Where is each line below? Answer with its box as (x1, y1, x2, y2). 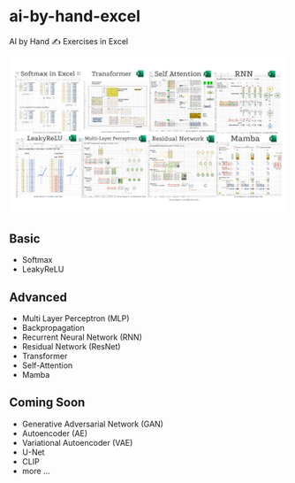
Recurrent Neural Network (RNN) (21, 332, 143, 342)
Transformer (21, 351, 68, 362)
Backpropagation (21, 323, 86, 333)
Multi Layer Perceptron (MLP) (21, 313, 130, 324)
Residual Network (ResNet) (21, 341, 121, 352)
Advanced (9, 289, 68, 304)
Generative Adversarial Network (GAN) (21, 418, 163, 429)
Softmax (21, 255, 53, 265)
